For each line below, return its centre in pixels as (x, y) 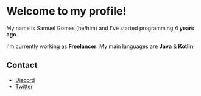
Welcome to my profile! (66, 11)
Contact (22, 65)
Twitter (24, 86)
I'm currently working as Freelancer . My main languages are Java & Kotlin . (100, 46)
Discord (25, 80)
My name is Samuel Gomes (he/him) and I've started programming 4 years (100, 28)
